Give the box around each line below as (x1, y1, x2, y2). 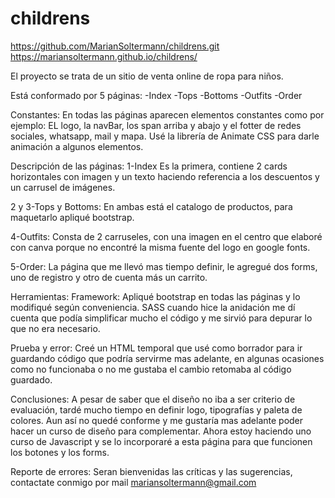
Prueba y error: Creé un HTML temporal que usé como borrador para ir (10, 342, 303, 354)
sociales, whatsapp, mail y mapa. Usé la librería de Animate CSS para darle (10, 130, 320, 142)
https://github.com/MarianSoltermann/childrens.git (10, 40, 220, 52)
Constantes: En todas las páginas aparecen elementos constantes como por (10, 108, 325, 121)
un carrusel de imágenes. (10, 181, 116, 193)
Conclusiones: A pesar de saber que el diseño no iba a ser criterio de (10, 393, 296, 405)
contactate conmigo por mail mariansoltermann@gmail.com (10, 476, 257, 488)
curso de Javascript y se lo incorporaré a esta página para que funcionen (10, 435, 313, 447)
